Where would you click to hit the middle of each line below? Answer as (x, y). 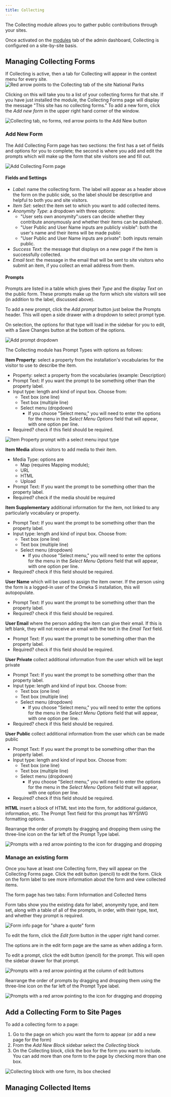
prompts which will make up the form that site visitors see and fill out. (78, 156)
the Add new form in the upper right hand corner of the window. (72, 111)
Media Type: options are (38, 459)
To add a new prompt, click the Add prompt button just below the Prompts (83, 309)
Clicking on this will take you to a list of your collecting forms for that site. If (84, 95)
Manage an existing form (37, 857)
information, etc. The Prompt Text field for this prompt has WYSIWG (77, 814)
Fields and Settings (26, 178)
